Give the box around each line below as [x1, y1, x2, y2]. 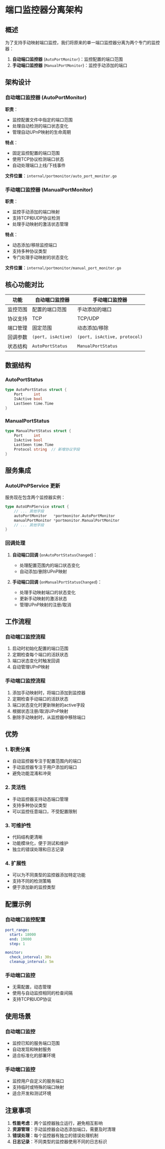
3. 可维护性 [5, 822, 31, 829]
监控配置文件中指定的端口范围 [12, 117, 73, 123]
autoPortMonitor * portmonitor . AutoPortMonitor [14, 513, 115, 518]
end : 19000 [9, 936, 32, 942]
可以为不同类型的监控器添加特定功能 [12, 872, 86, 878]
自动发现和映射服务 [12, 1047, 52, 1052]
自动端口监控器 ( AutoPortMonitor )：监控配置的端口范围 [12, 56, 123, 62]
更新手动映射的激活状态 [19, 595, 67, 601]
